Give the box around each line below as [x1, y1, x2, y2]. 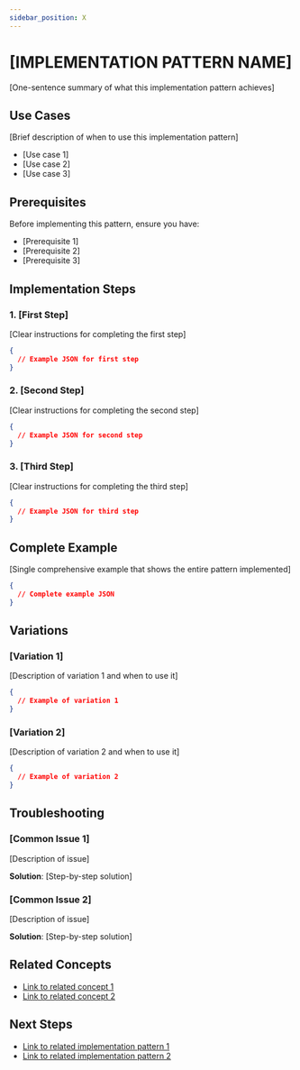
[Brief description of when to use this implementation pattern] [9, 132, 239, 142]
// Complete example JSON [17, 590, 115, 599]
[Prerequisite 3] [22, 255, 81, 266]
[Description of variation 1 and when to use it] [9, 671, 178, 681]
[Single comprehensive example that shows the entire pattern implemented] [9, 564, 291, 575]
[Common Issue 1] [9, 833, 90, 846]
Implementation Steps [9, 281, 137, 297]
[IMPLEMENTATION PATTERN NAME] [9, 51, 293, 72]
